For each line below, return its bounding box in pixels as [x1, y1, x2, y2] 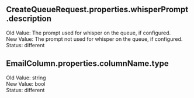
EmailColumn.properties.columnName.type [6, 58, 169, 69]
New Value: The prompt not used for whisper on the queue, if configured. [6, 35, 183, 43]
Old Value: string [6, 74, 46, 81]
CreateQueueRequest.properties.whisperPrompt [6, 5, 189, 15]
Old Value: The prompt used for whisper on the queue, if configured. [6, 29, 171, 36]
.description [6, 14, 51, 24]
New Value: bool [6, 80, 46, 87]
